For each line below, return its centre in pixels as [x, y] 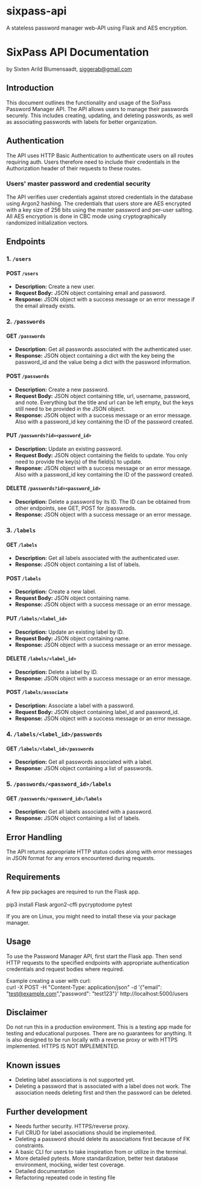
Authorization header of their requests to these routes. [74, 168]
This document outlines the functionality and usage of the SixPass [88, 102]
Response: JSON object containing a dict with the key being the [95, 356]
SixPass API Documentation [78, 52]
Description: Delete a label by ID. [56, 672]
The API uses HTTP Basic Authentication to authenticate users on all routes [100, 155]
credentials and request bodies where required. [65, 969]
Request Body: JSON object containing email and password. [91, 293]
